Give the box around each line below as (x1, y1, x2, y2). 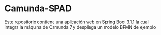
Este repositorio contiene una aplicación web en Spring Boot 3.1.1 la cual (4, 19, 149, 25)
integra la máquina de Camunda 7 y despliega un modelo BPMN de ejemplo (4, 24, 156, 30)
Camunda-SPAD (4, 3, 72, 14)
